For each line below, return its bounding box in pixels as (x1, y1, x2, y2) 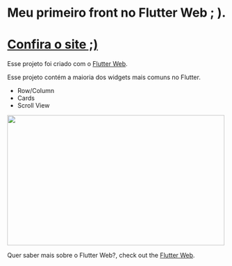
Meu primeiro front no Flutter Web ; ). (7, 5, 226, 21)
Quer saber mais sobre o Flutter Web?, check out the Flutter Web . (7, 251, 195, 260)
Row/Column (17, 87, 55, 95)
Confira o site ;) (7, 37, 99, 53)
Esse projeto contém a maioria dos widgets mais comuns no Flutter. (7, 73, 201, 81)
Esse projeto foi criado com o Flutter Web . (7, 60, 128, 68)
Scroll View (17, 101, 50, 110)
